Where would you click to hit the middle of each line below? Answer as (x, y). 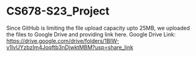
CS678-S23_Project (58, 11)
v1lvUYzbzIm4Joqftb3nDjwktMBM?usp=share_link (70, 47)
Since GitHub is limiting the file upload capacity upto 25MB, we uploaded (98, 28)
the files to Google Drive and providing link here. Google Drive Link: (91, 34)
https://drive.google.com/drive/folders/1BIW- (63, 41)
